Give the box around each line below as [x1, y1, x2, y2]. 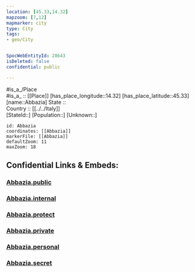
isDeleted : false [6, 58, 50, 64]
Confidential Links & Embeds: [6, 160, 119, 171]
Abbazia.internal [6, 194, 56, 202]
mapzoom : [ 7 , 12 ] [6, 14, 47, 20]
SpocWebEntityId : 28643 [6, 53, 66, 59]
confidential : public [6, 64, 61, 70]
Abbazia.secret [6, 259, 52, 267]
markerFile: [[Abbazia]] [6, 133, 68, 139]
